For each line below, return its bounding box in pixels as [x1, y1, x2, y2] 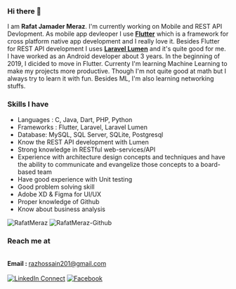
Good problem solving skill [17, 182, 95, 191]
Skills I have [7, 100, 49, 109]
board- [200, 160, 221, 168]
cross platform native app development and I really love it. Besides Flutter [7, 37, 220, 46]
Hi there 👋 [7, 6, 42, 16]
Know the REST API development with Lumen [17, 137, 149, 146]
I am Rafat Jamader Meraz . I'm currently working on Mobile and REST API [7, 22, 223, 31]
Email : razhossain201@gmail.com [7, 259, 107, 267]
